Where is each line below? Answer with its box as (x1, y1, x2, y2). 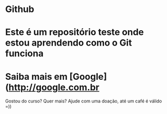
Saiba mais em (5, 71, 68, 82)
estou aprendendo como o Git (5, 37, 132, 49)
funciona (5, 48, 44, 59)
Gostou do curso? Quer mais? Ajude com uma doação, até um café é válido (5, 98, 162, 104)
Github (5, 4, 34, 15)
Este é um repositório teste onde (5, 27, 144, 38)
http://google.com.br (8, 81, 99, 93)
